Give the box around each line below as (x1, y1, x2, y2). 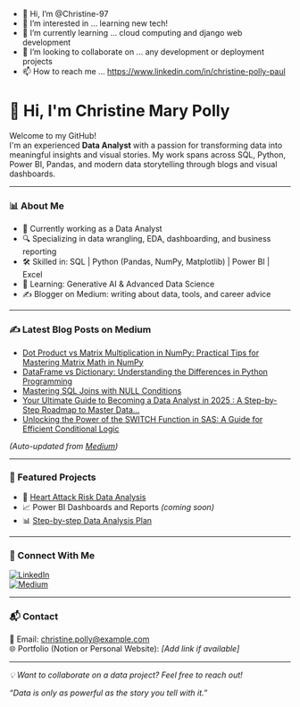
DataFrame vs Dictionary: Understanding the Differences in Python (21, 366, 268, 377)
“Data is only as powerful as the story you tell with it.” (9, 687, 208, 698)
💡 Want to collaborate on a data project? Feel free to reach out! (9, 669, 243, 680)
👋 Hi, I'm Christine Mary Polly (9, 101, 230, 121)
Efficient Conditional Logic (21, 423, 120, 434)
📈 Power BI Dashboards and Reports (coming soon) (21, 501, 214, 512)
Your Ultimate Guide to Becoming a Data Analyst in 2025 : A (21, 395, 243, 405)
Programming (21, 376, 73, 387)
